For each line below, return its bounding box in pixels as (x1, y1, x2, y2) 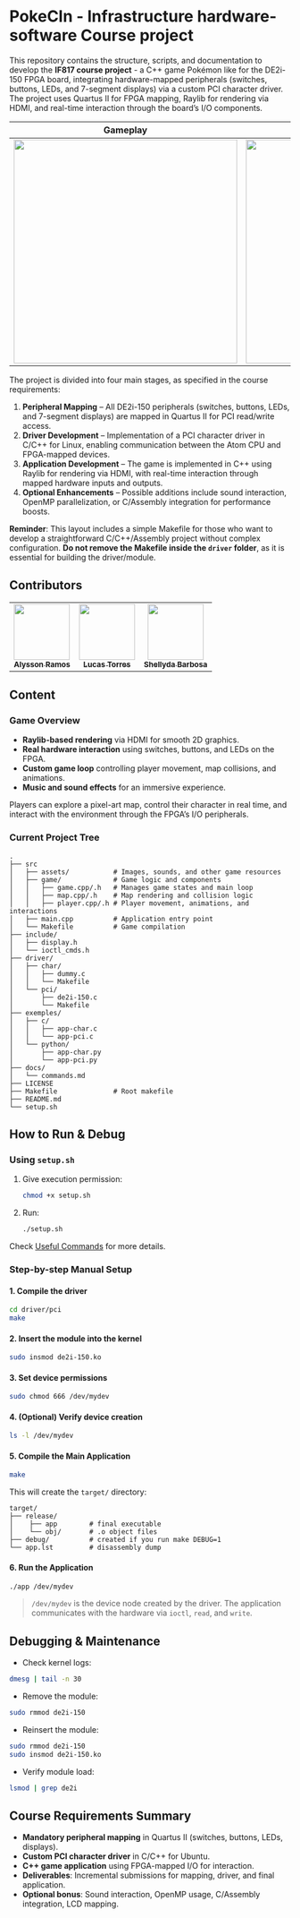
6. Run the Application (9, 1562, 94, 1572)
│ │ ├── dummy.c (9, 969, 87, 978)
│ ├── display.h (9, 938, 78, 946)
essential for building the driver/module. (9, 552, 156, 562)
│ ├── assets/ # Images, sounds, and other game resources (9, 867, 281, 877)
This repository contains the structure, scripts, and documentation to (9, 55, 262, 65)
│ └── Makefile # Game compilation (9, 922, 186, 931)
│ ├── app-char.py (9, 1048, 102, 1057)
